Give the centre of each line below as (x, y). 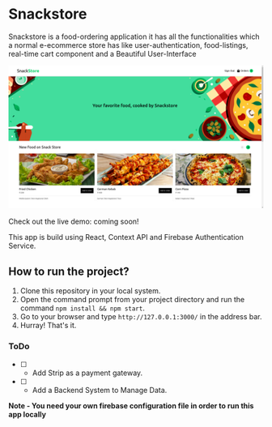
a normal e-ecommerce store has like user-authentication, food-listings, (128, 45)
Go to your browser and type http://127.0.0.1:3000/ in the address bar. (141, 317)
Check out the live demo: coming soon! (74, 222)
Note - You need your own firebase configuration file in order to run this (131, 405)
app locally (28, 414)
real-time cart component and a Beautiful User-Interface (102, 53)
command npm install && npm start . (83, 308)
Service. (22, 246)
